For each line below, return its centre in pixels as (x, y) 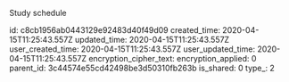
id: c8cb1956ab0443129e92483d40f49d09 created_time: (115, 30)
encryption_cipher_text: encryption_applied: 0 (173, 58)
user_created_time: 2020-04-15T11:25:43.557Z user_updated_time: (132, 49)
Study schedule (38, 13)
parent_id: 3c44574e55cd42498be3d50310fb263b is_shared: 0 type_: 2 (142, 68)
